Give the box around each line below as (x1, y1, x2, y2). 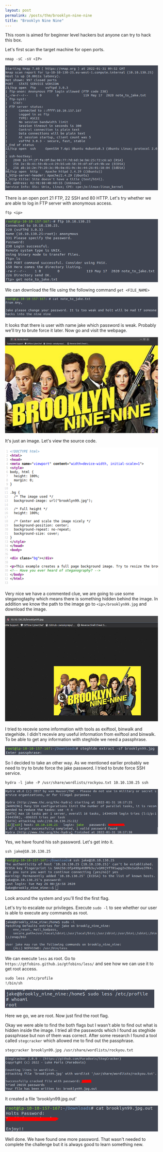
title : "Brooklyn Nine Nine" (5, 18, 64, 23)
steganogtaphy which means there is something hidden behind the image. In (5, 595, 158, 601)
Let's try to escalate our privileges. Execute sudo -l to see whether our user (5, 905, 157, 910)
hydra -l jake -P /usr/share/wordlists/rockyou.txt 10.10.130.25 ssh (5, 780, 149, 785)
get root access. (5, 966, 38, 972)
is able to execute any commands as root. (5, 910, 88, 915)
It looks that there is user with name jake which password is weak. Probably (5, 322, 157, 328)
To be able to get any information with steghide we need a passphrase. (5, 736, 147, 742)
